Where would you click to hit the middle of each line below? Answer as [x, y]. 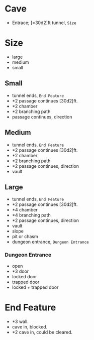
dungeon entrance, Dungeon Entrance [50, 242]
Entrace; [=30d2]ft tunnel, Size [44, 23]
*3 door [20, 271]
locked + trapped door [35, 287]
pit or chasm [25, 237]
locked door [24, 276]
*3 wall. [20, 321]
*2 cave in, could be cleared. [42, 332]
